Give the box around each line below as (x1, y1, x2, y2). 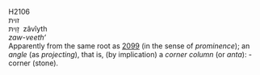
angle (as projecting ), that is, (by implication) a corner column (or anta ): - (8, 50, 253, 59)
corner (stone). (8, 58, 59, 68)
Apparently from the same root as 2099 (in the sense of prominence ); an (8, 41, 250, 51)
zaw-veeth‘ (8, 32, 47, 42)
